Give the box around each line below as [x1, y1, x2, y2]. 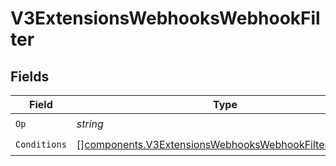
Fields [10, 68, 50, 85]
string [76, 117, 104, 131]
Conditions [15, 138, 67, 150]
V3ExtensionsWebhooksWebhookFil [10, 7, 321, 30]
